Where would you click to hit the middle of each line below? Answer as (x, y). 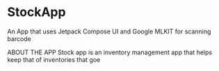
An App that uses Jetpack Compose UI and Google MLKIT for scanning (109, 31)
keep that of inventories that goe (54, 59)
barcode (19, 38)
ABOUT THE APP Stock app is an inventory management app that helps (110, 52)
